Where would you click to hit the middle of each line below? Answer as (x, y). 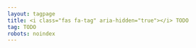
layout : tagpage (31, 14)
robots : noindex (31, 34)
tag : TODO (22, 27)
